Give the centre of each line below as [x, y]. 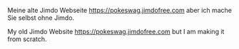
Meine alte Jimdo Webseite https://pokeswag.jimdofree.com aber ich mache [119, 10]
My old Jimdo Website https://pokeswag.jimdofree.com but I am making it [116, 32]
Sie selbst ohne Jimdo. [41, 18]
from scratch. [27, 39]
